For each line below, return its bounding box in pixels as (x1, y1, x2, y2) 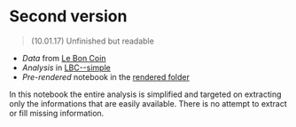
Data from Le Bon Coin (21, 52, 106, 63)
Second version (9, 6, 128, 27)
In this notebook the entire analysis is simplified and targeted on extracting (9, 89, 282, 99)
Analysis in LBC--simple (21, 62, 111, 73)
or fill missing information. (9, 107, 105, 118)
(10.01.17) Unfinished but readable (30, 36, 155, 46)
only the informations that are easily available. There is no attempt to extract (9, 98, 287, 108)
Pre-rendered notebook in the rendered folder (21, 71, 191, 82)
